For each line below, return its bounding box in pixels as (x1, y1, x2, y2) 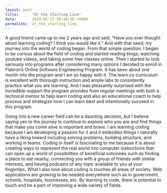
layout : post (5, 7, 32, 12)
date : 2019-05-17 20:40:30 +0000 (5, 16, 88, 21)
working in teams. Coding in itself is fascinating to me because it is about (5, 140, 156, 146)
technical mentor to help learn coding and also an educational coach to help (5, 93, 162, 99)
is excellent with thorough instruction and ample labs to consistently (5, 77, 145, 83)
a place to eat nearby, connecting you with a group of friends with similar (5, 156, 156, 162)
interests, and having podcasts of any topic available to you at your (5, 161, 143, 167)
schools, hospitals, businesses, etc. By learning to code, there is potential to (5, 177, 162, 183)
